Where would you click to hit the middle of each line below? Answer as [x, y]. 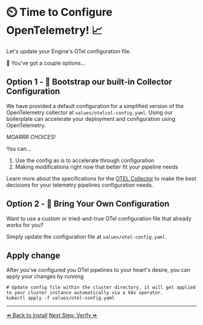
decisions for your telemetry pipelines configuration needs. [80, 185]
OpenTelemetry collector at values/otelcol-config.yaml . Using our [90, 112]
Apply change [33, 255]
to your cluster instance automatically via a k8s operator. [85, 293]
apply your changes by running [45, 277]
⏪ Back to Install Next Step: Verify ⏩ [52, 315]
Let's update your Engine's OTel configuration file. [69, 51]
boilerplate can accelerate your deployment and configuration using [91, 118]
